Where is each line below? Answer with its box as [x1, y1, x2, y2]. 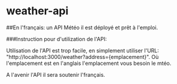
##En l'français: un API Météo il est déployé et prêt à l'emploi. [6, 24, 158, 31]
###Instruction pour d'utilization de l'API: [6, 35, 107, 42]
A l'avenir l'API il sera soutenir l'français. [6, 71, 106, 78]
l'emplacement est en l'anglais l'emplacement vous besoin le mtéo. [6, 60, 172, 67]
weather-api [6, 4, 69, 18]
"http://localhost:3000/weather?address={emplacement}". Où [6, 53, 159, 60]
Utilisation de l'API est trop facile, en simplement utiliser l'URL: [6, 46, 160, 54]
